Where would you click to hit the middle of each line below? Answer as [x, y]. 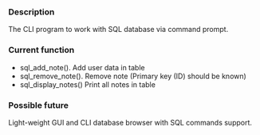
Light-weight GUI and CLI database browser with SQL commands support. [130, 122]
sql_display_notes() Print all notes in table [87, 84]
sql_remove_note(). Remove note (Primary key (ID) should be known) [133, 76]
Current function [41, 50]
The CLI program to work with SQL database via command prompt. [118, 30]
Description [32, 12]
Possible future [39, 105]
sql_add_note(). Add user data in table [82, 67]
